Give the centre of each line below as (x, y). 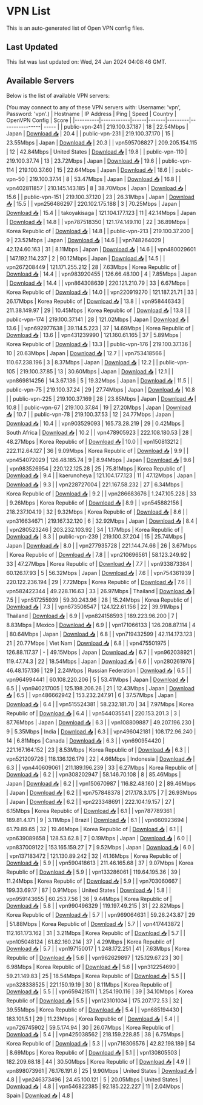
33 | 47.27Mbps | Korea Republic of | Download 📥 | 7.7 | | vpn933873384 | (99, 563)
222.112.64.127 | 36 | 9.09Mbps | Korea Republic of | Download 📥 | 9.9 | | (98, 450)
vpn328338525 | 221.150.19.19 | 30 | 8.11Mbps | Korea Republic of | (89, 984)
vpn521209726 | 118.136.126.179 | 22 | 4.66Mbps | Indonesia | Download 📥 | (101, 759)
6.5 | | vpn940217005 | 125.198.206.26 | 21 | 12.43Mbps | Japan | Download (101, 688)
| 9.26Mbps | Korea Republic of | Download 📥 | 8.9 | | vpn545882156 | (95, 503)
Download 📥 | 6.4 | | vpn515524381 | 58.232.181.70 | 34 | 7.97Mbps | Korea (100, 704)
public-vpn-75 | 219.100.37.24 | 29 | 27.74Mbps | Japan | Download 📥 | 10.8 (101, 389)
